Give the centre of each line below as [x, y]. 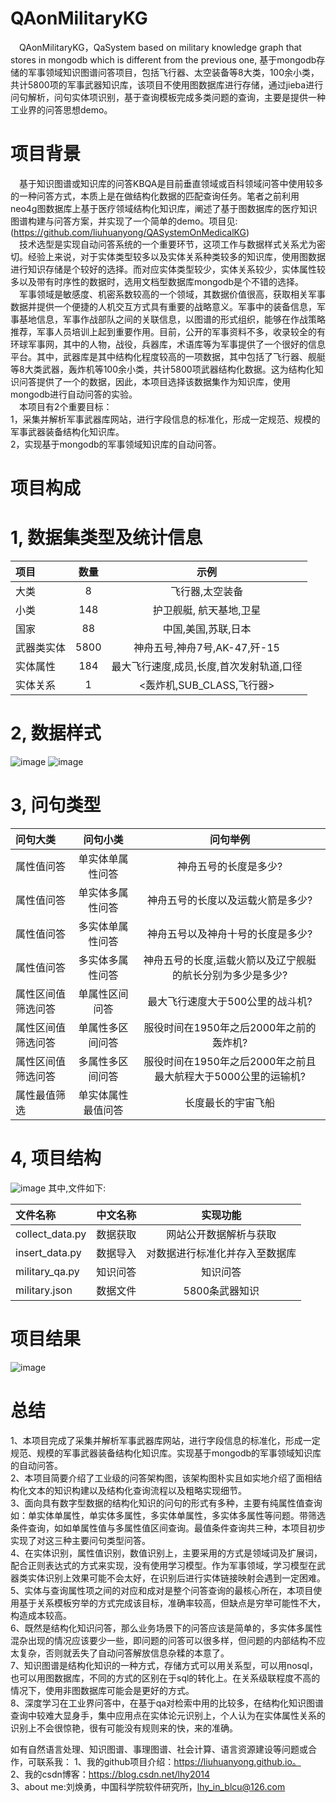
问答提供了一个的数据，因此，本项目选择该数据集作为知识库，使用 [154, 381]
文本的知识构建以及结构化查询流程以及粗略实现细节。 [137, 1490]
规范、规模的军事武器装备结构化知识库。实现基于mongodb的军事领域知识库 [166, 1453]
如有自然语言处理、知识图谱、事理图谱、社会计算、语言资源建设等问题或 [159, 1749]
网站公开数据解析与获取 [221, 1234]
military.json [44, 1290]
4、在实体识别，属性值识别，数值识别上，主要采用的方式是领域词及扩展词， [166, 1553]
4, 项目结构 [56, 1158]
